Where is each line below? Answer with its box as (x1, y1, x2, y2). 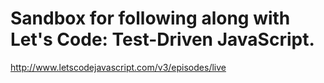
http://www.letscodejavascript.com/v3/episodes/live (10, 61, 227, 73)
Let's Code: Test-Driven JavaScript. (10, 28, 315, 51)
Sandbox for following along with (10, 7, 291, 30)
